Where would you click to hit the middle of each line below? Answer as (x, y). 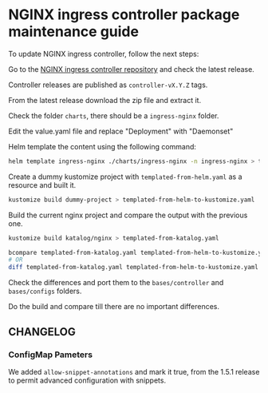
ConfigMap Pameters (51, 355)
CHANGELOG (42, 332)
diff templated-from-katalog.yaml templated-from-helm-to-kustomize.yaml (134, 268)
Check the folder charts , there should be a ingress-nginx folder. (114, 115)
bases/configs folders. (45, 291)
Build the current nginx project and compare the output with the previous (128, 215)
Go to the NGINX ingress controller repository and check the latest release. (132, 69)
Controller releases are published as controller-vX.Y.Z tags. (108, 85)
